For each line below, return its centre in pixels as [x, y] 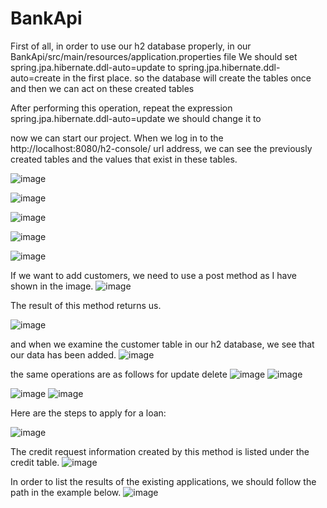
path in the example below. [66, 492]
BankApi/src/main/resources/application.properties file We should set [154, 56]
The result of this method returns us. [86, 305]
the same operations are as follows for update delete [119, 374]
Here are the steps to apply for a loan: [88, 413]
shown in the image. [52, 286]
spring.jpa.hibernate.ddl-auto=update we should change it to [136, 118]
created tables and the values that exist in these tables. [124, 159]
